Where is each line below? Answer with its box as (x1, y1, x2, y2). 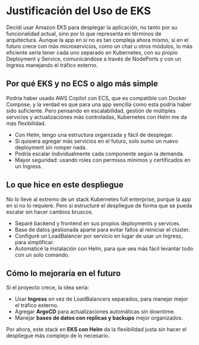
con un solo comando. (14, 251, 70, 258)
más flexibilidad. (6, 120, 46, 127)
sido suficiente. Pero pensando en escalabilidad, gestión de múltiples (6, 107, 176, 114)
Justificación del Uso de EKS (6, 4, 151, 18)
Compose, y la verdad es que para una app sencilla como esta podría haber (6, 101, 192, 108)
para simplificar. (14, 238, 55, 245)
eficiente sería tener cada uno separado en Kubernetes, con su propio (6, 49, 178, 56)
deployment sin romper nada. (14, 143, 87, 151)
